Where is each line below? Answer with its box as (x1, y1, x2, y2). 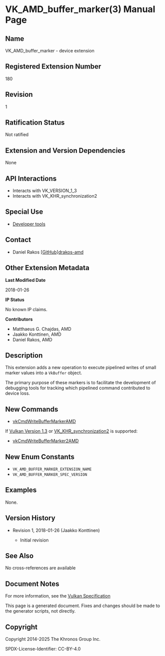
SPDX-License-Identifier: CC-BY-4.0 (5, 646, 81, 651)
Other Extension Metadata (5, 264, 90, 272)
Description (5, 351, 43, 360)
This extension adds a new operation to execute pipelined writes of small (5, 365, 156, 371)
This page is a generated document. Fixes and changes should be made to (5, 603, 160, 609)
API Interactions (5, 174, 57, 183)
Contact (5, 235, 31, 244)
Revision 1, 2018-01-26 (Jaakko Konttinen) (12, 527, 100, 533)
